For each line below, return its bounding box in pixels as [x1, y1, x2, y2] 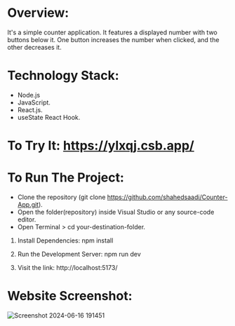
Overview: [7, 5, 69, 21]
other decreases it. [7, 43, 62, 51]
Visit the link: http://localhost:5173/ [17, 264, 118, 271]
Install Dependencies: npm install [17, 236, 114, 245]
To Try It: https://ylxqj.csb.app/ [7, 138, 194, 154]
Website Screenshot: [7, 288, 133, 304]
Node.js [17, 90, 41, 99]
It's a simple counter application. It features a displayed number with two [7, 28, 217, 36]
